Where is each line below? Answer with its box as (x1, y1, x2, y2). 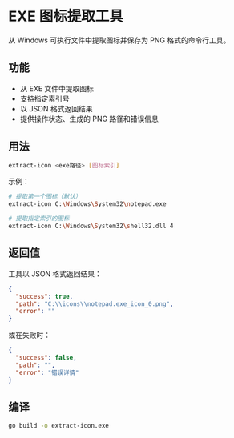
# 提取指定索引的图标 (8, 215, 70, 223)
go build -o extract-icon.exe (8, 422, 110, 430)
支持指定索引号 (19, 94, 70, 103)
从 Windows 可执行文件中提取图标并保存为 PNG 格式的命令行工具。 (8, 35, 231, 45)
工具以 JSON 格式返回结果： (8, 269, 103, 279)
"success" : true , (15, 292, 74, 300)
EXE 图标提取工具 (8, 7, 124, 26)
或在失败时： (8, 330, 50, 340)
